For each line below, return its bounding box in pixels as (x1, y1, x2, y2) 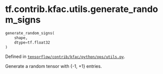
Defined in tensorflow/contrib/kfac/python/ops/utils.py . (5, 53, 125, 59)
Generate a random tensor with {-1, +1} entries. (5, 63, 102, 69)
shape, (14, 35, 28, 40)
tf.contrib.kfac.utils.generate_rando (5, 3, 158, 15)
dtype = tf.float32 (14, 40, 50, 45)
